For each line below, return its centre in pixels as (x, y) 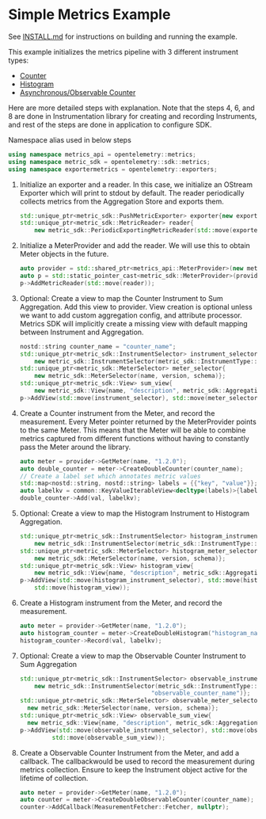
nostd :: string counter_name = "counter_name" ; (98, 346)
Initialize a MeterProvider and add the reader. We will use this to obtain (135, 246)
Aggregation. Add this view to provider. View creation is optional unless (136, 307)
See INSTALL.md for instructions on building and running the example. (123, 36)
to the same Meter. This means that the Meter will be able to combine (133, 430)
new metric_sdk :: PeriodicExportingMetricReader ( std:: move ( (134, 230)
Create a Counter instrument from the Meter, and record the (117, 413)
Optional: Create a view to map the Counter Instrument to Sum (121, 298)
